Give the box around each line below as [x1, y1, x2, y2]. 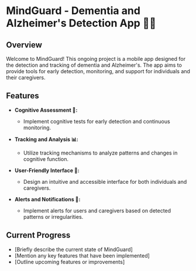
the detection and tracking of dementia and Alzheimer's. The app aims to [6, 61, 183, 68]
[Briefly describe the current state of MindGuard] [14, 246, 133, 253]
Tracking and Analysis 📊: [14, 136, 79, 143]
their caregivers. [6, 74, 46, 81]
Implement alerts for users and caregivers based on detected [23, 207, 171, 214]
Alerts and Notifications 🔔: [14, 195, 81, 203]
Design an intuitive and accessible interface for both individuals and [23, 178, 187, 185]
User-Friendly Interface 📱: [14, 167, 80, 174]
